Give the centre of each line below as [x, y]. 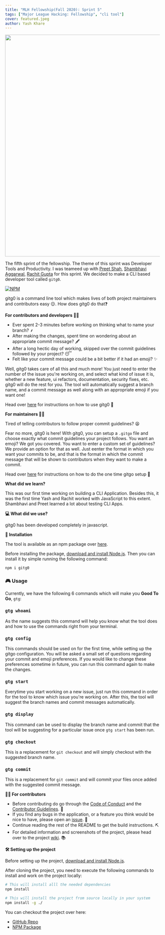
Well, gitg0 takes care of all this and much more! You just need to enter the [81, 369]
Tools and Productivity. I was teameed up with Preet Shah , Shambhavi [76, 269]
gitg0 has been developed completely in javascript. [57, 525]
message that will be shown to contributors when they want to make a [76, 459]
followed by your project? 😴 [42, 354]
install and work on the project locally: [43, 876]
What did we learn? [25, 484]
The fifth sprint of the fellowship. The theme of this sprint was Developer [79, 264]
